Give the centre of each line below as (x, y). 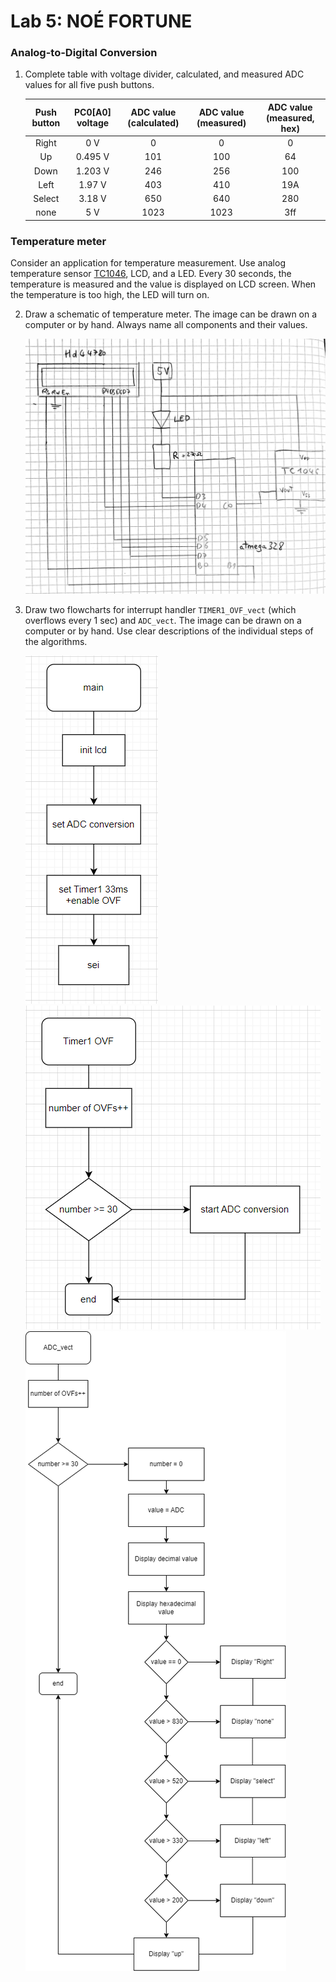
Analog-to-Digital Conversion (84, 53)
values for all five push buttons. (89, 85)
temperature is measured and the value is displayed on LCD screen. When (163, 284)
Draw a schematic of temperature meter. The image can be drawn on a (171, 314)
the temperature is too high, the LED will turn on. (110, 295)
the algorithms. (56, 641)
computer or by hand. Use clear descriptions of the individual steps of (169, 631)
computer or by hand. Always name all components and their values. (166, 325)
